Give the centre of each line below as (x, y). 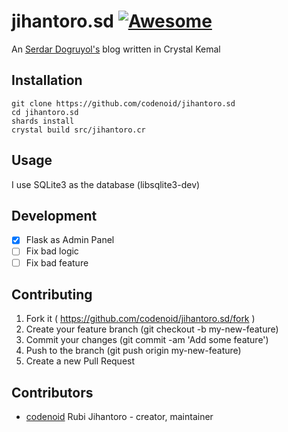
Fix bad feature (57, 262)
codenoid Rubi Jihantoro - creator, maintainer (119, 417)
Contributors (52, 392)
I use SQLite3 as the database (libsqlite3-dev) (106, 184)
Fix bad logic (52, 251)
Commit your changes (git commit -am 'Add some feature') (147, 340)
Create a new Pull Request (80, 361)
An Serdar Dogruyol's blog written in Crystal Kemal (116, 49)
